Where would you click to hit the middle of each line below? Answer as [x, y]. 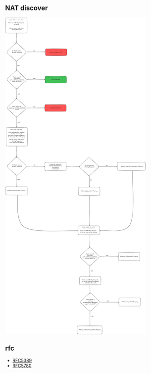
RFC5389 [22, 360]
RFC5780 [22, 366]
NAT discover [26, 8]
